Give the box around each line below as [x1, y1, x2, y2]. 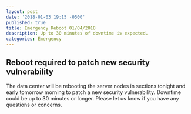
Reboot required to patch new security [6, 58, 150, 68]
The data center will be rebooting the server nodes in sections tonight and [6, 82, 186, 89]
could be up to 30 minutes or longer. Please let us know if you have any [6, 95, 179, 102]
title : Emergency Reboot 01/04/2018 [6, 25, 96, 31]
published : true [6, 19, 46, 25]
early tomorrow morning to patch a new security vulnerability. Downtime [6, 89, 182, 96]
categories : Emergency [6, 36, 62, 42]
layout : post [6, 8, 38, 15]
